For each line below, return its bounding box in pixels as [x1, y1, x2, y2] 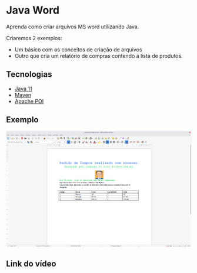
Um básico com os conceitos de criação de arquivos [14, 45, 142, 53]
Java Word [6, 4, 60, 17]
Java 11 [14, 85, 32, 92]
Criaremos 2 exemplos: [6, 34, 62, 41]
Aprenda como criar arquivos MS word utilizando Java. [6, 23, 139, 30]
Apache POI [14, 97, 44, 105]
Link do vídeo [6, 258, 56, 269]
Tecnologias [6, 69, 52, 80]
